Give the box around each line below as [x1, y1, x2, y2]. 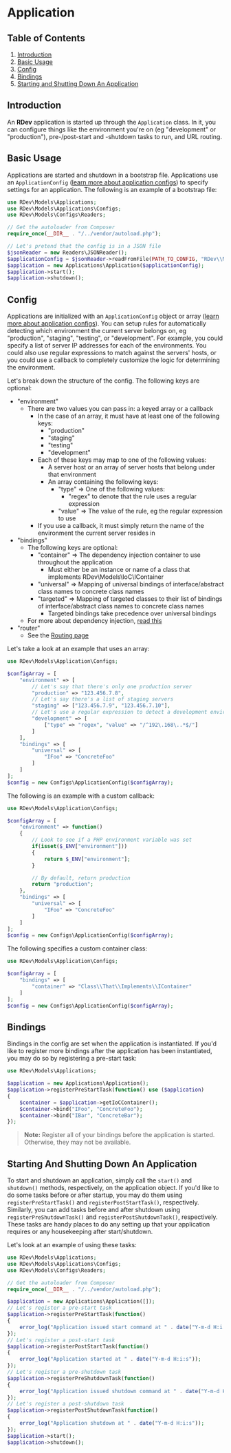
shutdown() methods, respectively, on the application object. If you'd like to [7, 1184, 219, 1192]
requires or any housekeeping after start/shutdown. [7, 1227, 153, 1236]
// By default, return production [32, 874, 131, 882]
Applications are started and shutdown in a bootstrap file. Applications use [7, 171, 219, 179]
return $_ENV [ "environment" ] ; [43, 856, 131, 862]
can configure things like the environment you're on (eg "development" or [7, 125, 217, 134]
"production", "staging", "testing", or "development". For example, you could [7, 334, 223, 342]
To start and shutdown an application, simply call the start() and [7, 1176, 192, 1185]
